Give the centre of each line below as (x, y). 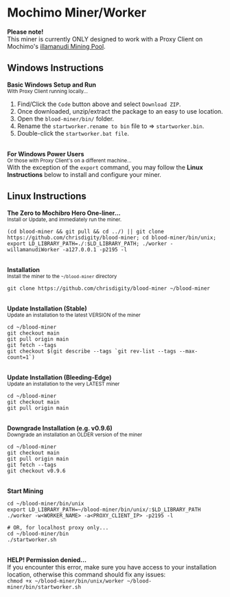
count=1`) (21, 357)
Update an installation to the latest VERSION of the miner (74, 315)
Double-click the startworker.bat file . (73, 133)
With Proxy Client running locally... (47, 91)
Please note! (25, 32)
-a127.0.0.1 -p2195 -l (95, 249)
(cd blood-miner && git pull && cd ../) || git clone (86, 231)
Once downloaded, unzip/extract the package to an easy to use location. (120, 111)
